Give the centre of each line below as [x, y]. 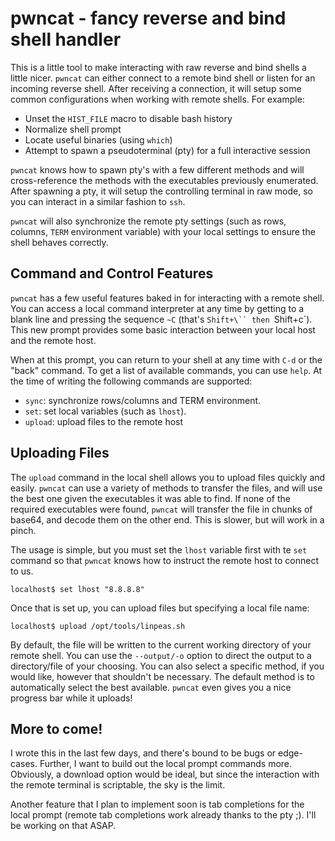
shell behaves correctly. [59, 242]
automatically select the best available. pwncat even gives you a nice [151, 687]
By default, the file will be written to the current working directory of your [161, 644]
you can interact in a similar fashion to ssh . [98, 201]
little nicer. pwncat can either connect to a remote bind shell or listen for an [163, 78]
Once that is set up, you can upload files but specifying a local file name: [160, 608]
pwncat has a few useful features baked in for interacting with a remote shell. [167, 298]
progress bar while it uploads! [71, 698]
